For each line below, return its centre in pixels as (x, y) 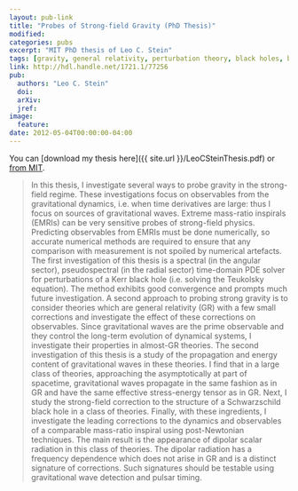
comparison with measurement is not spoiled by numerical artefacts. (156, 250)
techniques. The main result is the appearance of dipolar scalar (146, 440)
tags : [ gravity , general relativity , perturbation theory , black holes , (146, 59)
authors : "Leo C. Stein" (63, 83)
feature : (33, 125)
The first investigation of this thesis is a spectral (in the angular (146, 260)
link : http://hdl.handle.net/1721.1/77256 (89, 67)
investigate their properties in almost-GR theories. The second (145, 345)
